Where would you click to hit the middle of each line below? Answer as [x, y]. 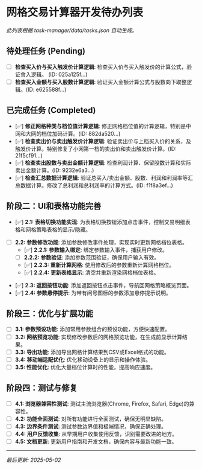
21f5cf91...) [29, 155]
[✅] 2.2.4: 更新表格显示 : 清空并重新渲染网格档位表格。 [91, 272]
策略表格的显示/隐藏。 [63, 229]
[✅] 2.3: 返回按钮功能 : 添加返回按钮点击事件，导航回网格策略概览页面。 [103, 285]
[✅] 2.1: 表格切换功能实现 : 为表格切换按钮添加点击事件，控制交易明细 [100, 222]
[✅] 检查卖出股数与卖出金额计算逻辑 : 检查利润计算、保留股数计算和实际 [103, 162]
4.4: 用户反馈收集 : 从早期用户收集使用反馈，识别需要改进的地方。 [96, 434]
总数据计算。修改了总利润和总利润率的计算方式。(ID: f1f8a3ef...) [94, 185]
